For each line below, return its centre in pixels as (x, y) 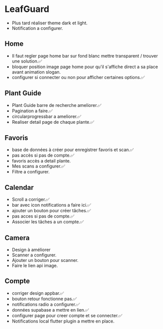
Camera (17, 238)
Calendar (19, 187)
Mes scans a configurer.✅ (39, 166)
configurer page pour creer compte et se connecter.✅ (67, 315)
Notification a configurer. (37, 28)
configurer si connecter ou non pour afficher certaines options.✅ (78, 77)
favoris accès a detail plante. (41, 161)
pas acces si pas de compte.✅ (43, 216)
